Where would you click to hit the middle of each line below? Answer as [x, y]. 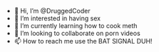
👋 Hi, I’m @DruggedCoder [52, 11]
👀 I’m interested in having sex [57, 18]
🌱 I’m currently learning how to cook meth [76, 26]
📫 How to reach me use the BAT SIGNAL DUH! [83, 41]
